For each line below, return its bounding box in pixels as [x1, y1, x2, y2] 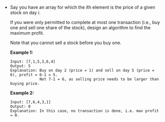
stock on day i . [10, 10, 41, 16]
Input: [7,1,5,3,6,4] [10, 59, 55, 64]
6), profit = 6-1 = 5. [10, 72, 58, 77]
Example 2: [10, 90, 34, 96]
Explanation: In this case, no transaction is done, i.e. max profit [10, 108, 159, 113]
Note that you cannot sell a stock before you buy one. [10, 40, 122, 46]
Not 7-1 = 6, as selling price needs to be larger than [39, 77, 159, 82]
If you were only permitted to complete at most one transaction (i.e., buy [10, 20, 160, 25]
